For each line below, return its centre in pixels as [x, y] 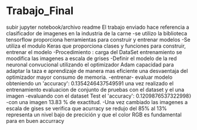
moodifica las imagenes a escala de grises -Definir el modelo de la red [91, 58]
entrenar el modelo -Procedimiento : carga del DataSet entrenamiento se [94, 52]
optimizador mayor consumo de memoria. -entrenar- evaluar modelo [89, 77]
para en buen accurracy [35, 121]
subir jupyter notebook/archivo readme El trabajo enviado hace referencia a [98, 27]
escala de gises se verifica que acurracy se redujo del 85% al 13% [87, 108]
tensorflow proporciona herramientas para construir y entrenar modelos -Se [98, 39]
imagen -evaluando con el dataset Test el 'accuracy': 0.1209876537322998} [99, 96]
